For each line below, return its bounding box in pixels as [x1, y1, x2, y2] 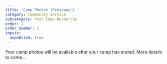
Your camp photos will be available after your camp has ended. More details [5, 48, 162, 55]
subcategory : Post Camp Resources [5, 16, 78, 21]
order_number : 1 [5, 26, 39, 31]
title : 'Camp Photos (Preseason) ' [5, 7, 80, 12]
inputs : [5, 30, 22, 35]
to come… [5, 54, 26, 60]
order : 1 [5, 21, 24, 26]
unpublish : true [10, 35, 44, 40]
